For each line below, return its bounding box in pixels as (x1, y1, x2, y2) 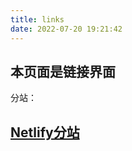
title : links (10, 14, 65, 25)
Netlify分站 (10, 124, 80, 141)
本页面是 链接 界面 (10, 63, 116, 80)
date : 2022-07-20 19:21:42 (10, 24, 123, 34)
